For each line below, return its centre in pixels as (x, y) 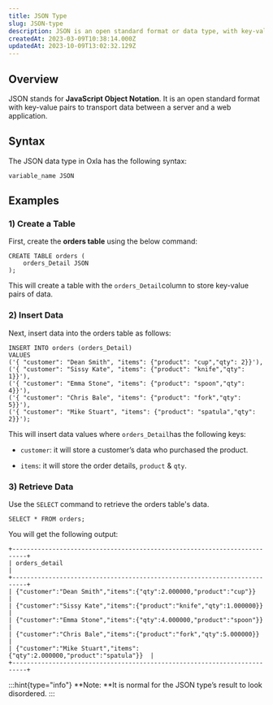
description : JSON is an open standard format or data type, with (123, 31)
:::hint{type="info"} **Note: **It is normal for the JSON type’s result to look (135, 685)
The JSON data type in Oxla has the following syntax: (97, 161)
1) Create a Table (42, 224)
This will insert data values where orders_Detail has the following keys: (127, 434)
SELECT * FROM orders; (47, 519)
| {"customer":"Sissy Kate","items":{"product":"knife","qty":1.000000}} (136, 606)
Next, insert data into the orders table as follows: (90, 333)
